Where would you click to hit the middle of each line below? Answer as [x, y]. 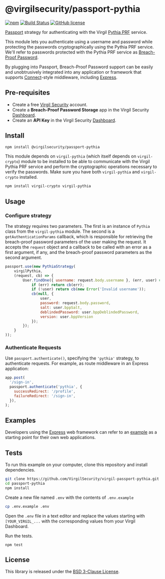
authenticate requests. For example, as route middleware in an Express [77, 363]
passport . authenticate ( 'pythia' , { [46, 387]
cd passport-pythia [25, 483]
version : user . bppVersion [67, 317]
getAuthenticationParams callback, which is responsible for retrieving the [79, 236]
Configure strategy [28, 216]
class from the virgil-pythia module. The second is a [60, 231]
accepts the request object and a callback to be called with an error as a [78, 247]
